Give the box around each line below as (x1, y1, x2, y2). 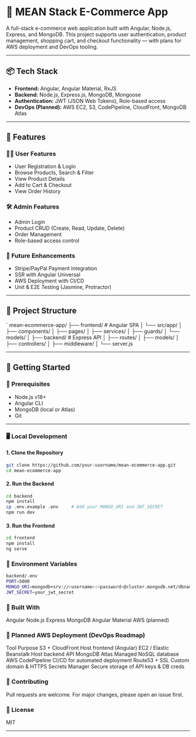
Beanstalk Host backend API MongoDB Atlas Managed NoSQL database (6, 650, 179, 657)
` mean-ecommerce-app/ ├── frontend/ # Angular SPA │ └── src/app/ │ (6, 321, 183, 328)
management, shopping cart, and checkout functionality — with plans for (6, 37, 182, 44)
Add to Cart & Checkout (14, 181, 72, 189)
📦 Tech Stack (6, 67, 58, 77)
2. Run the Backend (6, 480, 54, 487)
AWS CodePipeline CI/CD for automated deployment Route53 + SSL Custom (6, 657, 190, 664)
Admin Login (14, 218, 45, 225)
